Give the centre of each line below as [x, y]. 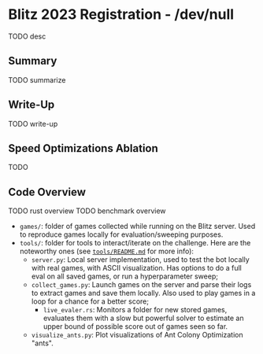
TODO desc [27, 36]
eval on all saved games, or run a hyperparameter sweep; [125, 276]
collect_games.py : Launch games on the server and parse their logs [141, 285]
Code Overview [47, 192]
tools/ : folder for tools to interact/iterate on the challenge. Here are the [135, 243]
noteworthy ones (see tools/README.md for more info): [107, 251]
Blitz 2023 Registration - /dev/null [121, 15]
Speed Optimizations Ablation [83, 148]
